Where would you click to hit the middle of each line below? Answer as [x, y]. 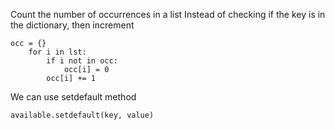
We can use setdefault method [73, 97]
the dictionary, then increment [72, 25]
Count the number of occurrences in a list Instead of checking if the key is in [168, 14]
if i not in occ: [82, 61]
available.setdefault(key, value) [82, 115]
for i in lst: [57, 52]
